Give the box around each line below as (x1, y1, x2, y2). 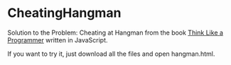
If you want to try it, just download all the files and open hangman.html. (7, 49, 215, 58)
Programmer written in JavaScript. (7, 35, 108, 44)
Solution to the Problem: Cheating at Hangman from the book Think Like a (7, 28, 224, 37)
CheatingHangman (7, 5, 122, 21)
